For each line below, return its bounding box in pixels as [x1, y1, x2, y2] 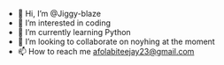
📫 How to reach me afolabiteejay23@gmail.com [17, 47, 195, 56]
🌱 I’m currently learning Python [17, 27, 131, 37]
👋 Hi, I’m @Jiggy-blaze [17, 9, 102, 18]
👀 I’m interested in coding [17, 18, 112, 28]
